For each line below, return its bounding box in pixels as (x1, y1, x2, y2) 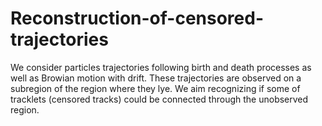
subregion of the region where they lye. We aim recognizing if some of (10, 82, 301, 94)
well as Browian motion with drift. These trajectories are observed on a (10, 72, 302, 84)
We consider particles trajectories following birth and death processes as (10, 61, 312, 73)
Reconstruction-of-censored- (10, 7, 265, 30)
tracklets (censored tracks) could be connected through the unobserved (10, 93, 309, 105)
